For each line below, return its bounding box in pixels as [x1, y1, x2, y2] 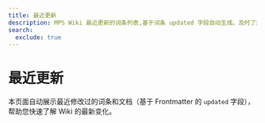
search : [8, 26, 34, 34]
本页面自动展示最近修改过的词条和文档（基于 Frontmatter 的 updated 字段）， [8, 97, 255, 107]
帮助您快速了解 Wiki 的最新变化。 [8, 107, 117, 116]
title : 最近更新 [8, 11, 57, 20]
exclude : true [15, 33, 62, 42]
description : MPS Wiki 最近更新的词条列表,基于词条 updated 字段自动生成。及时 [8, 19, 251, 27]
